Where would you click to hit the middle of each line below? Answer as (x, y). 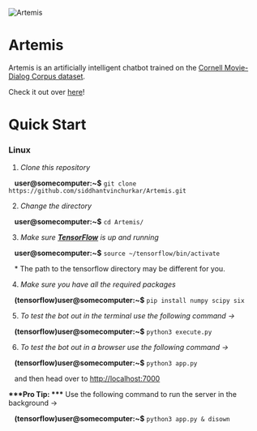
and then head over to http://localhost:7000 (87, 379)
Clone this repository (55, 168)
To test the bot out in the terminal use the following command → (127, 316)
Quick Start (47, 125)
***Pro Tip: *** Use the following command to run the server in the (123, 395)
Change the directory (56, 206)
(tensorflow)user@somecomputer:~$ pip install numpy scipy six (129, 301)
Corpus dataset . (58, 76)
